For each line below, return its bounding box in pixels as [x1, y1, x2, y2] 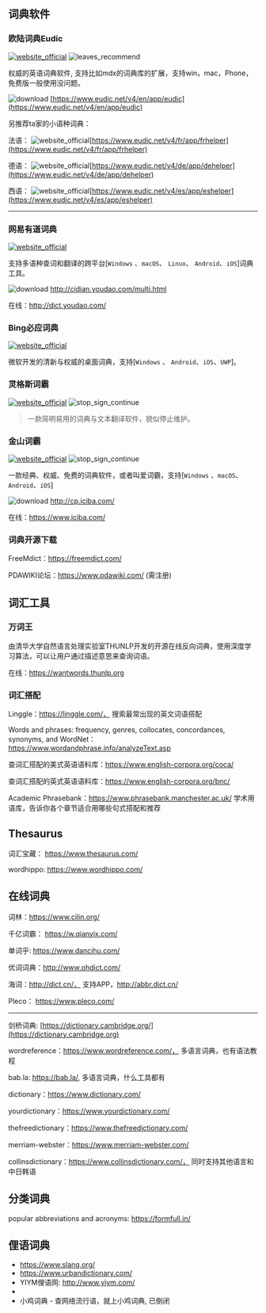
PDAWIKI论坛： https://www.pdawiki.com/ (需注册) [8, 571, 172, 580]
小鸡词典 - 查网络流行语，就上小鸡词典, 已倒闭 [19, 1296, 170, 1306]
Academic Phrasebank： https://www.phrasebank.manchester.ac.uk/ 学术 [8, 793, 248, 803]
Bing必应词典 [8, 322, 59, 333]
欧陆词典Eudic [8, 33, 63, 44]
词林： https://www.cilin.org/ [8, 912, 101, 922]
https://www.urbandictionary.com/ [19, 1269, 133, 1278]
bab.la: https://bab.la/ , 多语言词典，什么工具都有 [8, 1072, 165, 1082]
